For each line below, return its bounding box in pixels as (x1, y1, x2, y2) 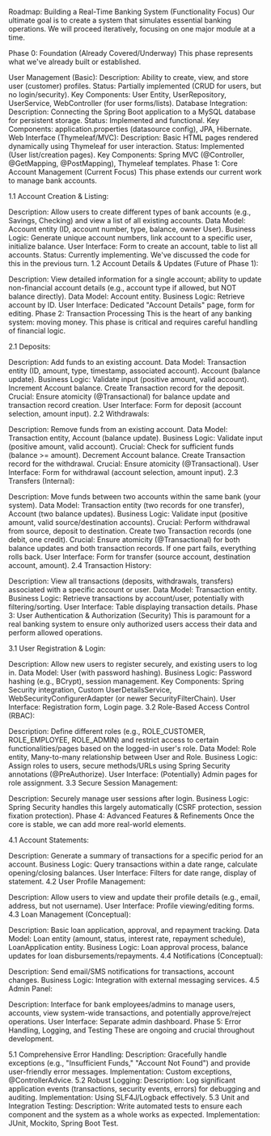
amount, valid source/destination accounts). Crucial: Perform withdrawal (8, 518, 251, 527)
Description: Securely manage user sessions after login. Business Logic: (8, 794, 249, 803)
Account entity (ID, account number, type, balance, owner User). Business (8, 224, 256, 234)
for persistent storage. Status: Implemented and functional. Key (8, 116, 220, 125)
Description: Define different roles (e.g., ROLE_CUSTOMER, (8, 727, 206, 735)
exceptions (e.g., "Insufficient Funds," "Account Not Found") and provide (8, 1058, 251, 1067)
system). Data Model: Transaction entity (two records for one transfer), (8, 501, 245, 510)
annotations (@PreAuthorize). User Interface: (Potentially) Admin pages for (8, 769, 258, 779)
